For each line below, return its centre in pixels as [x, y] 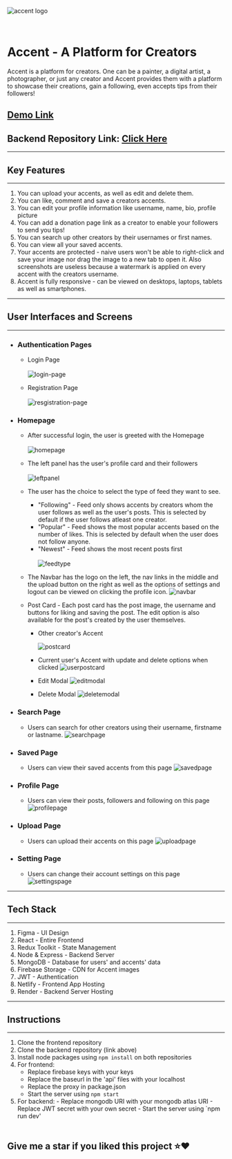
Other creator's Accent [70, 633]
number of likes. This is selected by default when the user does [128, 535]
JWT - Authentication [48, 976]
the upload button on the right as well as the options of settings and [124, 584]
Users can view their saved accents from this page [100, 768]
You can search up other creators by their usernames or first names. [115, 237]
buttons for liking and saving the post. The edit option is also [114, 613]
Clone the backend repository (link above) [77, 1050]
